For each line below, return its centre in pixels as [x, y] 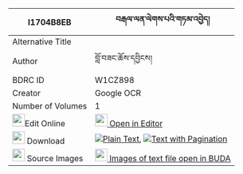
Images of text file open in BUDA [170, 158]
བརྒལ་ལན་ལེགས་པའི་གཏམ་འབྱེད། [163, 19]
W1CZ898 [114, 80]
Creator [27, 93]
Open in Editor [136, 123]
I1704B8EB [49, 22]
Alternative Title [42, 42]
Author [25, 61]
